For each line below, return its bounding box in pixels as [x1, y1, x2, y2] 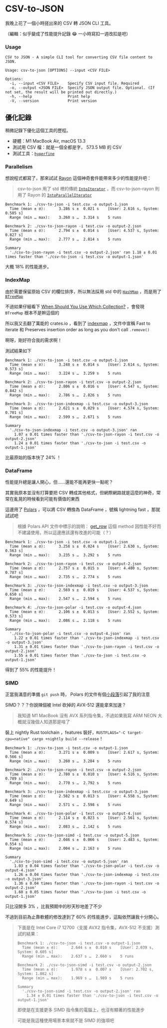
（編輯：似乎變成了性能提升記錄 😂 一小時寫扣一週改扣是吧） [5, 30, 131, 36]
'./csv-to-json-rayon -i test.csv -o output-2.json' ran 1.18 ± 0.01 [9, 250, 157, 255]
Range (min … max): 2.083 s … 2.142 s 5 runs [9, 824, 122, 829]
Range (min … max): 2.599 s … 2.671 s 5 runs [9, 414, 122, 419]
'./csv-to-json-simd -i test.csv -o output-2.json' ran [22, 989, 141, 994]
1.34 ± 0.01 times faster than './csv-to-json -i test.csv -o [26, 993, 159, 998]
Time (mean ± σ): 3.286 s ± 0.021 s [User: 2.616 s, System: [9, 206, 160, 211]
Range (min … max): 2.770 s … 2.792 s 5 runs [9, 781, 122, 786]
